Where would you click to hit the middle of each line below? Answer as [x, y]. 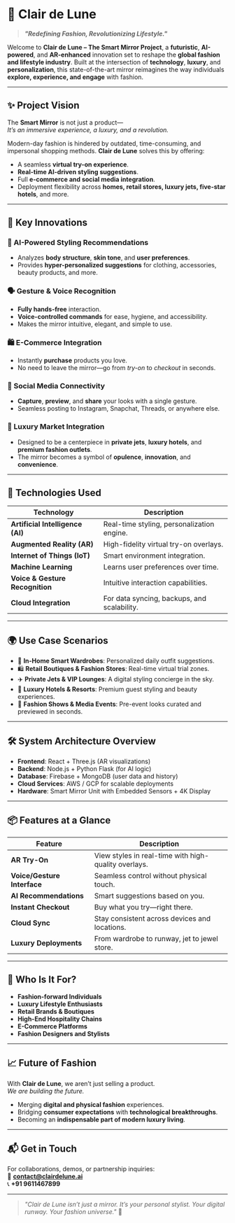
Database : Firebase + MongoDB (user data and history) [98, 777]
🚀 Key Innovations [47, 223]
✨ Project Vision [43, 105]
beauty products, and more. [57, 273]
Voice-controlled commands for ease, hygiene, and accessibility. [112, 316]
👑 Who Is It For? [42, 980]
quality [105, 864]
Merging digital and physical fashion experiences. [91, 1104]
